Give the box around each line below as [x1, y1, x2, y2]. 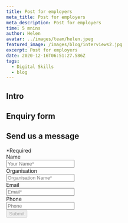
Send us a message [6, 131, 80, 141]
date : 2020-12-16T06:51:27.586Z [6, 53, 86, 59]
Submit [9, 211, 25, 216]
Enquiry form [6, 111, 55, 121]
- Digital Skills [11, 63, 54, 70]
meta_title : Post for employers [6, 14, 86, 20]
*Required [6, 147, 32, 154]
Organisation [6, 167, 37, 174]
